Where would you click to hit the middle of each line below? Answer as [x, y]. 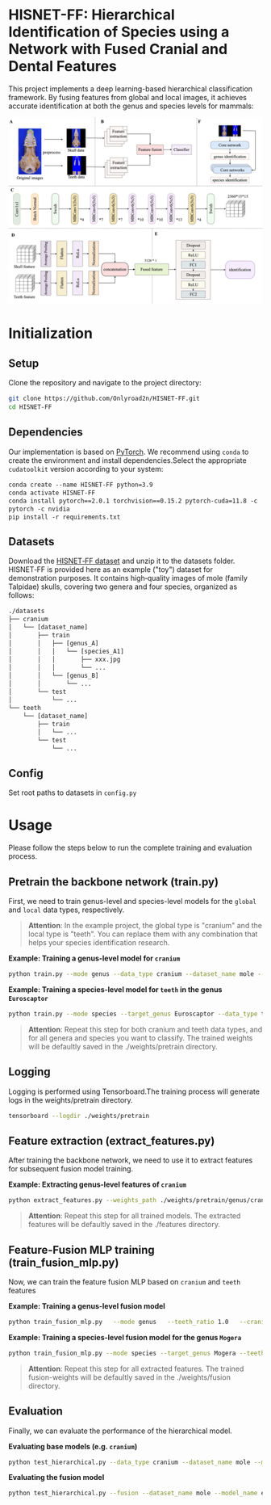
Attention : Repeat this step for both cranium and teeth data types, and [145, 1029]
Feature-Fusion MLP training [81, 1250]
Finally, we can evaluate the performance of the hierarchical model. [120, 1431]
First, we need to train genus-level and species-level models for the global [132, 902]
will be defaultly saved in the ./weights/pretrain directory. [123, 1046]
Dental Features [63, 67]
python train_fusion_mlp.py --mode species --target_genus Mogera [122, 1353]
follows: [21, 595]
